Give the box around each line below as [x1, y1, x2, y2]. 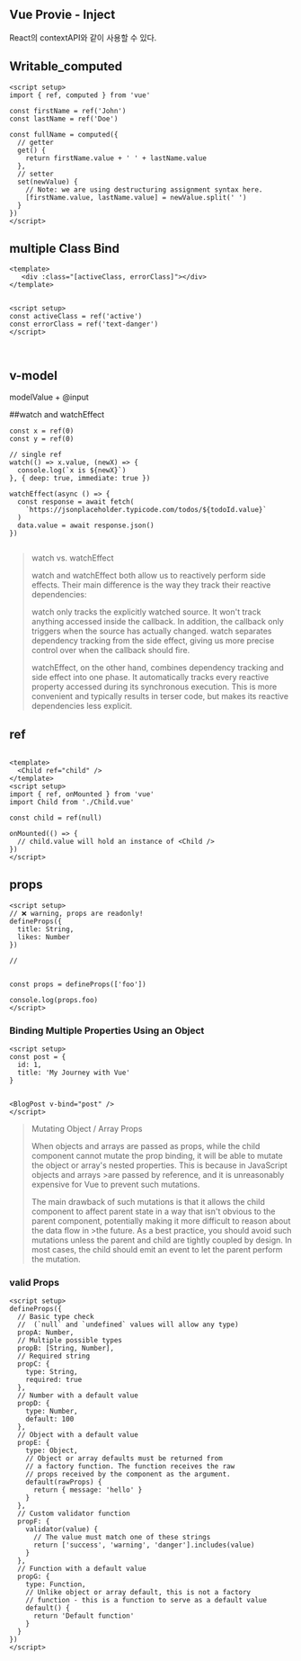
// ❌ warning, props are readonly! [9, 909, 144, 918]
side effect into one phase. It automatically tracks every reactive [31, 672, 270, 683]
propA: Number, [17, 1328, 75, 1337]
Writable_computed [9, 58, 123, 75]
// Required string [17, 1351, 91, 1361]
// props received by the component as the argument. [25, 1470, 231, 1479]
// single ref [9, 450, 63, 460]
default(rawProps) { [25, 1477, 102, 1487]
